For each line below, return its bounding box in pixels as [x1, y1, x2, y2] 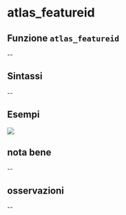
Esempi [7, 109, 40, 121]
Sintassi [7, 70, 43, 82]
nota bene [7, 147, 52, 158]
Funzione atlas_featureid [7, 32, 120, 44]
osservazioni [7, 185, 64, 196]
